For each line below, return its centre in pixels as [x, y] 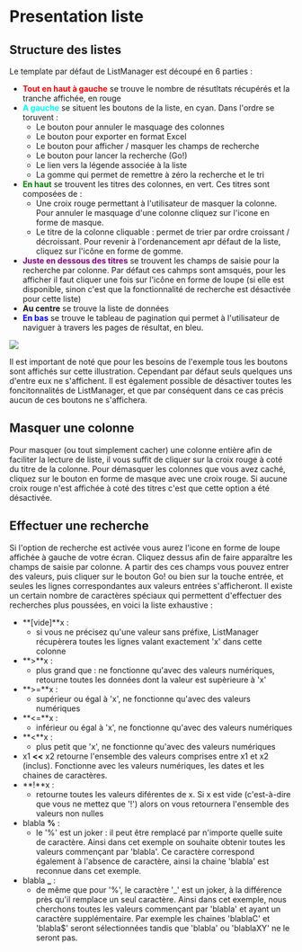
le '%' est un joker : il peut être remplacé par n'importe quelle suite [159, 832]
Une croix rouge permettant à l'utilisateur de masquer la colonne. [156, 203]
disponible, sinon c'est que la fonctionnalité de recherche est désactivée [156, 289]
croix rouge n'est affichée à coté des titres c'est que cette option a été [139, 488]
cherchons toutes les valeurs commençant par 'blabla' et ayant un [158, 909]
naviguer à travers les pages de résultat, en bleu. [113, 327]
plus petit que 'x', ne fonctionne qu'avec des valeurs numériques [155, 746]
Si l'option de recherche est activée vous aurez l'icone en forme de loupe [145, 547]
